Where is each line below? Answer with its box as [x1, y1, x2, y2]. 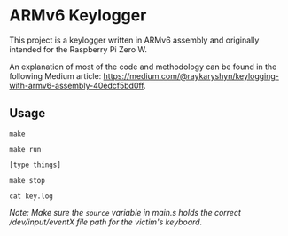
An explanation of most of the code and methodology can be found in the [9, 61, 277, 72]
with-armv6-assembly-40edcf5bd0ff [9, 80, 144, 90]
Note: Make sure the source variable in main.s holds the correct [9, 207, 242, 217]
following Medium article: [9, 70, 102, 81]
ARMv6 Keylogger [9, 5, 147, 26]
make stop [9, 176, 46, 185]
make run [9, 145, 42, 153]
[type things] [9, 161, 62, 169]
